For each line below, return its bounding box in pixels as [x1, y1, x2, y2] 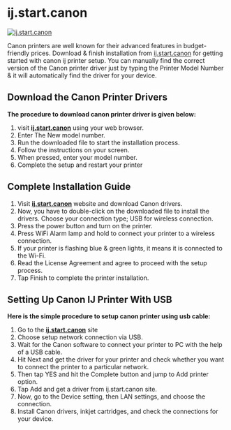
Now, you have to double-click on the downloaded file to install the [17, 207, 209, 215]
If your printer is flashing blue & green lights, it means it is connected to [17, 244, 223, 252]
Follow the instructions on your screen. [17, 145, 130, 154]
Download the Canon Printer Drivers [7, 91, 167, 103]
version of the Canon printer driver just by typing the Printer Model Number [7, 64, 224, 72]
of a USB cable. [17, 348, 63, 357]
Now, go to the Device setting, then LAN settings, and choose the [17, 392, 206, 401]
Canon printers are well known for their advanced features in [7, 41, 182, 50]
